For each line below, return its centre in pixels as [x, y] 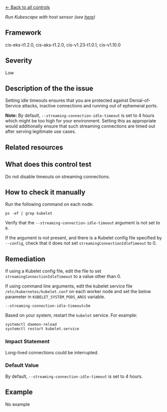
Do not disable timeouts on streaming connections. [58, 176]
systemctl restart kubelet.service [42, 329]
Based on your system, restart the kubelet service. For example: [71, 315]
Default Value [22, 365]
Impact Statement [27, 342]
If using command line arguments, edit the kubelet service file [69, 286]
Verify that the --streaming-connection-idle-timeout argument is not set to [83, 223]
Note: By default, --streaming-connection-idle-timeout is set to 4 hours [80, 115]
